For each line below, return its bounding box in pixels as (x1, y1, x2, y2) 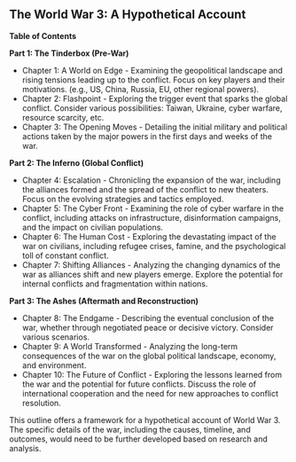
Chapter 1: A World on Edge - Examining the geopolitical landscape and (21, 65, 284, 75)
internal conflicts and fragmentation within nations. (21, 278, 208, 289)
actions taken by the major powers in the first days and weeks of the (21, 130, 273, 141)
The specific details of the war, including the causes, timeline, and (9, 424, 251, 435)
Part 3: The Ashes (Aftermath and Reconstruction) (9, 295, 199, 306)
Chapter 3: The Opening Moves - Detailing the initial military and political (21, 121, 288, 132)
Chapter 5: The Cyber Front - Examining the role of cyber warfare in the (21, 203, 284, 214)
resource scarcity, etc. (21, 112, 105, 122)
